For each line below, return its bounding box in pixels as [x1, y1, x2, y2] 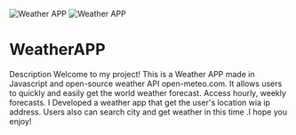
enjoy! [9, 115, 32, 126]
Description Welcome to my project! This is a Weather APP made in [9, 68, 255, 79]
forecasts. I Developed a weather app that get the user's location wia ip [9, 97, 271, 107]
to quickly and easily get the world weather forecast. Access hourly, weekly [9, 87, 287, 98]
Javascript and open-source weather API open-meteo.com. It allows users [9, 78, 283, 89]
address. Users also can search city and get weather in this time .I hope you [9, 107, 287, 117]
